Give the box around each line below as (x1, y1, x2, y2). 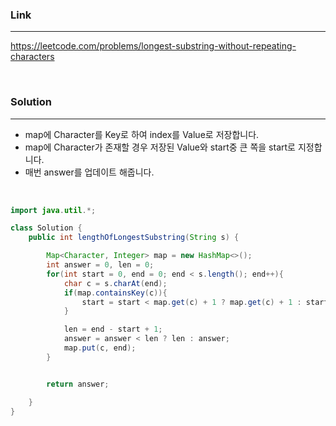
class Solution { (10, 223, 83, 233)
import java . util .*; (10, 205, 97, 215)
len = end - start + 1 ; (63, 324, 163, 335)
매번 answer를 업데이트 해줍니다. (24, 166, 155, 178)
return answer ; (46, 379, 110, 389)
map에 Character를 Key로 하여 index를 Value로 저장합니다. (24, 128, 260, 140)
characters (10, 51, 55, 63)
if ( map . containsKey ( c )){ (63, 288, 168, 298)
